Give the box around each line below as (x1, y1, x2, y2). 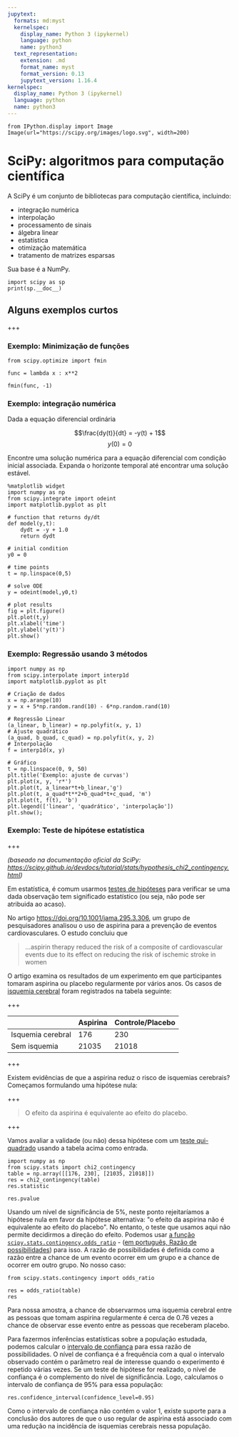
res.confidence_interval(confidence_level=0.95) (7, 1393, 155, 1401)
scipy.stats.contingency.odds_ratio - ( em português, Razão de (7, 1238, 198, 1246)
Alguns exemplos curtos (7, 304, 119, 316)
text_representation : (14, 51, 78, 58)
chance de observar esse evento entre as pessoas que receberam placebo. (7, 1321, 230, 1329)
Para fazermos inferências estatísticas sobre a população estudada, (7, 1334, 208, 1343)
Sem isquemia (11, 1041, 59, 1051)
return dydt (20, 533, 56, 540)
